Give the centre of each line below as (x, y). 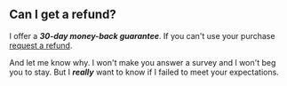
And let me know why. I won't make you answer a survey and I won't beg (143, 62)
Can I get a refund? (63, 15)
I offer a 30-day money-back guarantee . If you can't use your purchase (142, 35)
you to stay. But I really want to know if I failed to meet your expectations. (144, 72)
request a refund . (41, 45)
